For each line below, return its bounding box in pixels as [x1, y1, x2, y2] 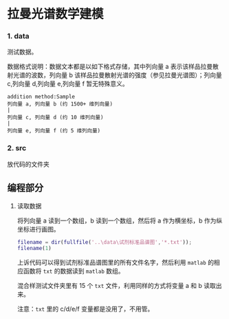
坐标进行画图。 [17, 225, 60, 233]
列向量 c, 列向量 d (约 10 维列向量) [7, 114, 104, 121]
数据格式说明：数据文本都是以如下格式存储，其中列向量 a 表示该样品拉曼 [7, 63, 213, 71]
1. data [7, 32, 30, 41]
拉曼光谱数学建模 [7, 6, 105, 22]
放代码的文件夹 [7, 160, 50, 168]
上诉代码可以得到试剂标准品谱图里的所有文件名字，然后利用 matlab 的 [17, 258, 215, 267]
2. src [7, 143, 27, 153]
